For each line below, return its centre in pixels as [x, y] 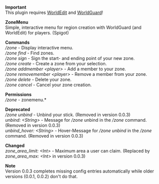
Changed [15, 146]
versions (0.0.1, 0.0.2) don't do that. [42, 176]
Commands [17, 42]
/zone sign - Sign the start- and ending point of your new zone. [70, 58]
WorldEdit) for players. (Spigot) [37, 33]
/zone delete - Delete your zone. [38, 80]
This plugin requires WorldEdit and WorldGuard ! [54, 12]
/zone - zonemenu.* [26, 100]
